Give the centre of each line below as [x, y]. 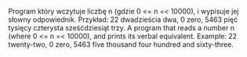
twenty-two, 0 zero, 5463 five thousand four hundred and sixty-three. [121, 45]
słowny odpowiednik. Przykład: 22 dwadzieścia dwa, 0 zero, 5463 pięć [123, 20]
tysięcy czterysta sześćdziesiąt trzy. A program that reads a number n [122, 28]
